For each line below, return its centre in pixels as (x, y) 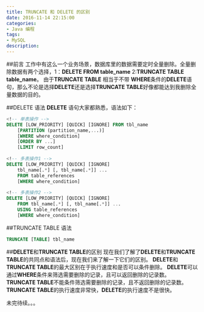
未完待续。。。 (22, 303)
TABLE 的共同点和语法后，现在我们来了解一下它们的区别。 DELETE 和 (92, 259)
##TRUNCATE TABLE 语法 (39, 228)
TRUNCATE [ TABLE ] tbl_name (40, 239)
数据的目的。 (27, 94)
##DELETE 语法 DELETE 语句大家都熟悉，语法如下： (72, 107)
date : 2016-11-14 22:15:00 (40, 18)
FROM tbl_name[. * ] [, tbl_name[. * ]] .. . (69, 204)
